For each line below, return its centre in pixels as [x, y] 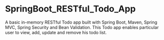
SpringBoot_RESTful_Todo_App [70, 9]
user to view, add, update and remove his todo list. [56, 32]
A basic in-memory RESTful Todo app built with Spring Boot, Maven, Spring [81, 22]
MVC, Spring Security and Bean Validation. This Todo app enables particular [82, 27]
